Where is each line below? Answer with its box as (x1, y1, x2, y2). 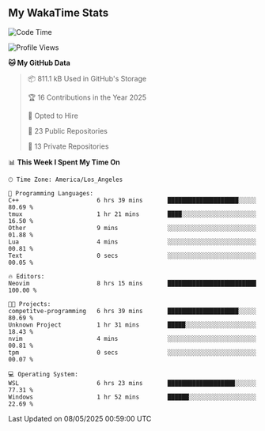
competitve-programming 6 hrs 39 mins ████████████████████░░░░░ (8, 307, 257, 315)
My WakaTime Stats (8, 6, 109, 20)
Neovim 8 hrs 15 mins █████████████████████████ (8, 279, 257, 287)
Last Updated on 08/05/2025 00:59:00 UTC (8, 414, 152, 423)
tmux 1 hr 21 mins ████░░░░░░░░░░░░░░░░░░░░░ (8, 210, 257, 218)
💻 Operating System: (8, 370, 79, 378)
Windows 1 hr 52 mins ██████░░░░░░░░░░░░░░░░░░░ (8, 393, 257, 401)
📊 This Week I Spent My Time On (8, 157, 120, 167)
